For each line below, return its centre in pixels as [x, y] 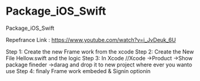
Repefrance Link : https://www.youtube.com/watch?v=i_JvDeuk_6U [91, 40]
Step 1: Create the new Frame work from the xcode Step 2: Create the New [100, 51]
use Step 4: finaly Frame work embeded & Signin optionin [78, 71]
